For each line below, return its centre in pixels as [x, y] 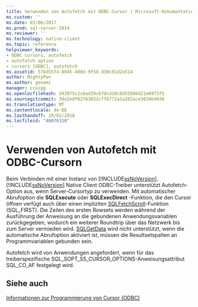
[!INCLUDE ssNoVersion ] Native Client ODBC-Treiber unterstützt [83, 185]
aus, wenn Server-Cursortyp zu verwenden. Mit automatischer [99, 191]
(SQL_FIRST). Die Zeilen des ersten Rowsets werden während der [86, 210]
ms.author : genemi [29, 83]
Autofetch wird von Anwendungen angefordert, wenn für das [80, 253]
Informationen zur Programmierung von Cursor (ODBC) [73, 298]
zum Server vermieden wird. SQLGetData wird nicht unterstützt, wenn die [95, 229]
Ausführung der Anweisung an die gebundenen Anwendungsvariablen [92, 216]
